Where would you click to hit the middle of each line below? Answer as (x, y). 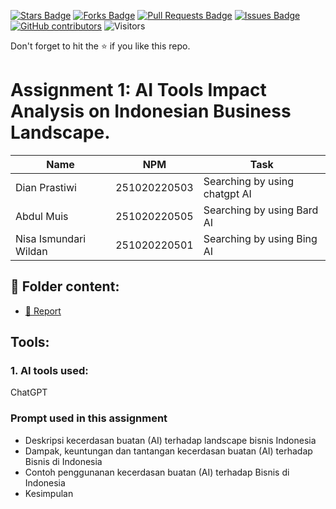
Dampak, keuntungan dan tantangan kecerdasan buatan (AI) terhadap (168, 451)
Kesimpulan (49, 493)
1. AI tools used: (49, 371)
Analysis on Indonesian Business (151, 111)
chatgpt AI (227, 193)
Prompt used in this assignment (89, 418)
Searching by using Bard (261, 210)
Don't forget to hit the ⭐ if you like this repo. (100, 46)
